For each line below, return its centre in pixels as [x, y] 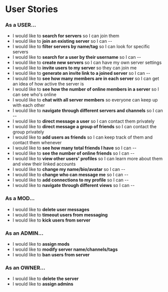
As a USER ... [21, 25]
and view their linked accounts [44, 164]
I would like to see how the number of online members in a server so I [86, 89]
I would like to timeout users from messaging [60, 215]
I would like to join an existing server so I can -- [62, 41]
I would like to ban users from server [51, 255]
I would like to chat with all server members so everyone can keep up [85, 100]
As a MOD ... [20, 199]
